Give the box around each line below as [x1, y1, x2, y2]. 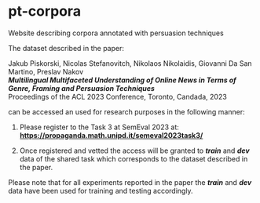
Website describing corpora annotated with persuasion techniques [8, 28, 224, 38]
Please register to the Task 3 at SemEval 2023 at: [19, 122, 179, 132]
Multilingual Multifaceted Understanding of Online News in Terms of [8, 75, 237, 85]
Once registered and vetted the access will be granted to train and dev [19, 146, 250, 155]
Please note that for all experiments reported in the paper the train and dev [8, 177, 252, 187]
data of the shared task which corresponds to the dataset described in [19, 154, 248, 163]
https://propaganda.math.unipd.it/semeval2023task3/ [19, 130, 203, 140]
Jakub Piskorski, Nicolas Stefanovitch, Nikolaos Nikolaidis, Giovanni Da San [8, 58, 253, 68]
